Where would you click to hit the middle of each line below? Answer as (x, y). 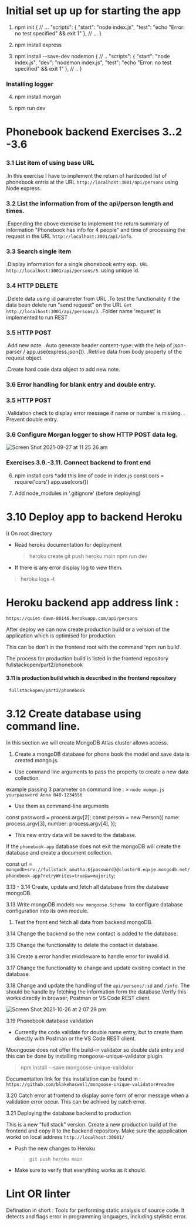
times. (15, 211)
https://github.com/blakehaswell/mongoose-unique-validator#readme (90, 1084)
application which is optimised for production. (61, 635)
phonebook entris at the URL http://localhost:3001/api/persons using (92, 182)
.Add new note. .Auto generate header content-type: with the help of (89, 345)
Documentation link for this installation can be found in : (73, 1079)
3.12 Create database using (74, 714)
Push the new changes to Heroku (55, 1148)
